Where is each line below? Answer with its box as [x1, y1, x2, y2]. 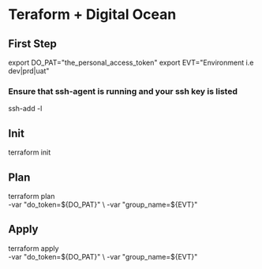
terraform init [8, 148, 51, 157]
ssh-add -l [8, 104, 43, 114]
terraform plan [8, 191, 55, 200]
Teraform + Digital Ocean [8, 6, 177, 24]
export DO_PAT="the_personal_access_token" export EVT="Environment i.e [8, 58, 254, 67]
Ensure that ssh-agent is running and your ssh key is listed [8, 85, 238, 96]
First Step [8, 37, 57, 50]
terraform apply [8, 243, 59, 253]
